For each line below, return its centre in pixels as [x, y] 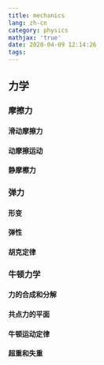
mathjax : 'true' [35, 38]
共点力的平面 [29, 314]
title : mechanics [37, 15]
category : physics [38, 30]
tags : [17, 52]
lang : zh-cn [28, 23]
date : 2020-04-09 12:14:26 [52, 45]
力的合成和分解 [32, 295]
